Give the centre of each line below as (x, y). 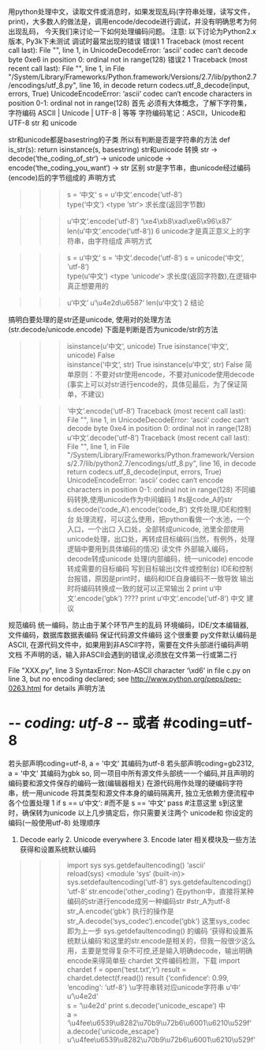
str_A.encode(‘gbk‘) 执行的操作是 (121, 911)
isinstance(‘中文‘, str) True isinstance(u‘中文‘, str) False (155, 365)
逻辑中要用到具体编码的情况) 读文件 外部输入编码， (149, 549)
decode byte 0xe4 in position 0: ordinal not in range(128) (159, 428)
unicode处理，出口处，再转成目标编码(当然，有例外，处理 (160, 539)
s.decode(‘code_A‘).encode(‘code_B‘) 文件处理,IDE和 (152, 509)
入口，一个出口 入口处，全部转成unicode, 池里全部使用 (155, 529)
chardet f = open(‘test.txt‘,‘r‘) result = (127, 969)
